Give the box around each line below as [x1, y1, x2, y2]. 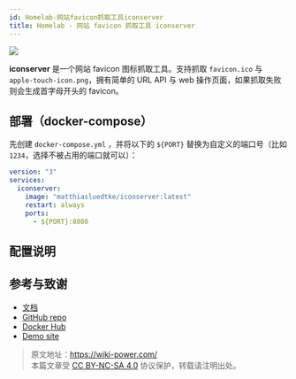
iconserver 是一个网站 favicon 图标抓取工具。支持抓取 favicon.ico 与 [9, 63, 263, 73]
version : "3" [9, 167, 57, 177]
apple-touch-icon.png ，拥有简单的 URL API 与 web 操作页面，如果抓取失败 [9, 74, 282, 85]
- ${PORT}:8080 [32, 217, 89, 226]
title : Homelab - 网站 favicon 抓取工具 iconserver [9, 21, 196, 30]
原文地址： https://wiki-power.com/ [30, 349, 157, 360]
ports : [25, 209, 49, 218]
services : [9, 176, 46, 185]
